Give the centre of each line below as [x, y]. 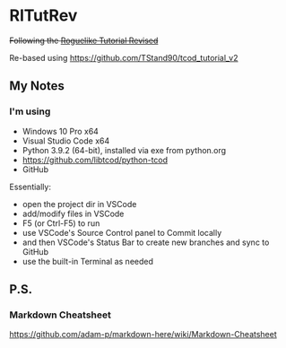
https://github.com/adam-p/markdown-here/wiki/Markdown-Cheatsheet [143, 335]
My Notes [37, 86]
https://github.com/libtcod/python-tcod [95, 160]
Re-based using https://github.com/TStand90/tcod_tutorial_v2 [124, 57]
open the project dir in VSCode [79, 204]
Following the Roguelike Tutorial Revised [84, 40]
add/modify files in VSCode [73, 213]
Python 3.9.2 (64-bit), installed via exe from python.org [124, 150]
